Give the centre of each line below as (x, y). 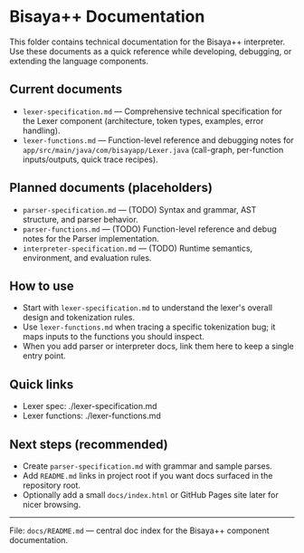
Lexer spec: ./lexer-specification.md (90, 406)
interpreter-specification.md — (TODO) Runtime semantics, (138, 248)
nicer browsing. (52, 505)
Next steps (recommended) (89, 444)
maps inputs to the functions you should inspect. (114, 337)
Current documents (66, 89)
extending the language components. (79, 61)
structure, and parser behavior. (80, 219)
